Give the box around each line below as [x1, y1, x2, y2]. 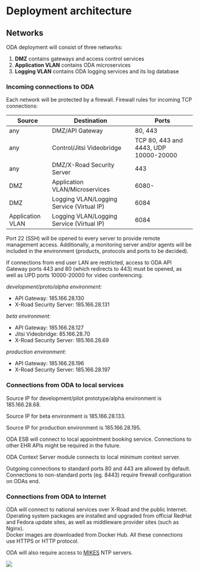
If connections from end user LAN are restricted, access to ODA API [6, 259, 172, 266]
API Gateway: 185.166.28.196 [14, 360, 85, 367]
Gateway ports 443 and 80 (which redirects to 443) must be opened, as [6, 265, 182, 273]
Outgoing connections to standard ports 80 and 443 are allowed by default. [6, 465, 191, 472]
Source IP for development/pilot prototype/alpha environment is [6, 394, 162, 402]
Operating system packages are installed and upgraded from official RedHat [6, 512, 192, 519]
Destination [73, 117, 108, 125]
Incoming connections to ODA [6, 82, 94, 90]
